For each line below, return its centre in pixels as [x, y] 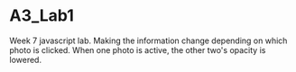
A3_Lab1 [42, 16]
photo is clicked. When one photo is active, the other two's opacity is [138, 49]
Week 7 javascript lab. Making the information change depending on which [148, 40]
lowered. [26, 59]
